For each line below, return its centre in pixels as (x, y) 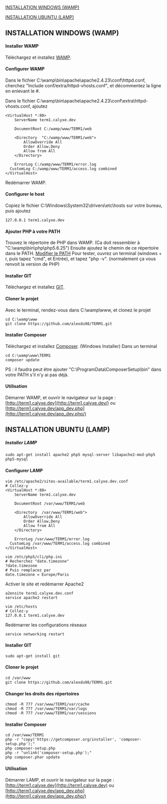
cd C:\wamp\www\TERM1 (28, 355)
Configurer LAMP (24, 470)
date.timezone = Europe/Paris (37, 574)
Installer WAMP (22, 46)
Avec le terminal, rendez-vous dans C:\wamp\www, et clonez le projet (78, 310)
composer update (22, 360)
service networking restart (35, 634)
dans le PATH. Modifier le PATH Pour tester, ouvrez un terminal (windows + (84, 254)
